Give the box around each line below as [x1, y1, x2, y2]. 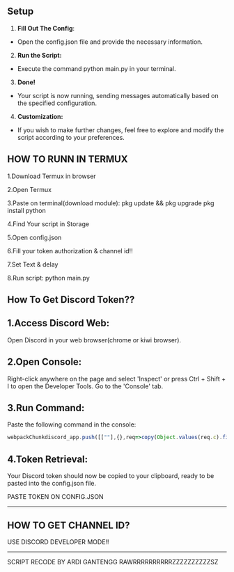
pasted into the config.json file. [7, 479, 96, 488]
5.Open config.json [7, 233, 62, 241]
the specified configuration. [17, 99, 97, 107]
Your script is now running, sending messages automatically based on [17, 91, 219, 100]
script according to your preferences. [17, 133, 125, 141]
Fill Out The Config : [17, 24, 75, 32]
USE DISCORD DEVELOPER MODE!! [7, 537, 109, 546]
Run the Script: [17, 51, 62, 59]
